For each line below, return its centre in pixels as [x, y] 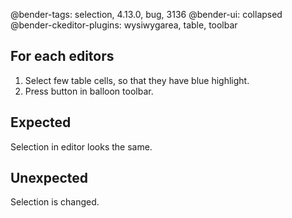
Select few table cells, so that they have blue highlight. [137, 80]
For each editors [62, 56]
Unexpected [49, 178]
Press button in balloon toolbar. [89, 91]
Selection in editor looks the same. [81, 146]
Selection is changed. [55, 202]
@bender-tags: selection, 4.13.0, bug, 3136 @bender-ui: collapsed [146, 14]
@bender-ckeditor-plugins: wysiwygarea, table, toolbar [124, 25]
